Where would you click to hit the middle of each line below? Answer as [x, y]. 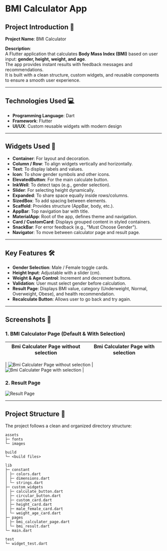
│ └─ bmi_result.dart [28, 526]
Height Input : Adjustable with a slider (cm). [56, 273]
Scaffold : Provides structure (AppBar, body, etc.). [63, 206]
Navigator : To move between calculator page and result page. [76, 232]
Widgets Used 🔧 [31, 146]
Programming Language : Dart [43, 115]
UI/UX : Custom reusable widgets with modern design [67, 126]
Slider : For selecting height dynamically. [54, 190]
